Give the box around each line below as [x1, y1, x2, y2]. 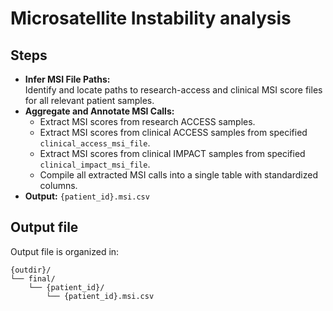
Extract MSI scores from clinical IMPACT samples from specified [39, 148, 306, 159]
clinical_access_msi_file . [39, 137, 151, 149]
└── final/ [10, 273, 56, 284]
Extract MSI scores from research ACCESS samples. [39, 116, 256, 127]
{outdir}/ [10, 265, 52, 275]
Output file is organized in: [10, 245, 120, 257]
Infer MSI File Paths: [24, 73, 111, 85]
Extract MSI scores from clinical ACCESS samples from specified [39, 127, 308, 138]
